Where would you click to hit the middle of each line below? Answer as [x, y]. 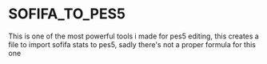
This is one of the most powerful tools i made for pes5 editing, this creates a [134, 36]
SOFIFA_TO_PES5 [67, 14]
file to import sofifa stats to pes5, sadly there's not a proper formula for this [132, 44]
